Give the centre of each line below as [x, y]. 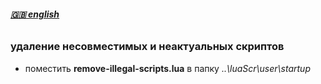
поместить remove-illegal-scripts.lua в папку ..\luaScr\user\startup [167, 68]
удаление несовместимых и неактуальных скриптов [147, 47]
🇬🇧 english [35, 14]
